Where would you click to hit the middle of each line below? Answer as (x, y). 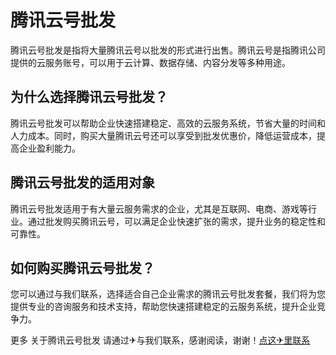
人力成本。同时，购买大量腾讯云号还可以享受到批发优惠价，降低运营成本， (163, 135)
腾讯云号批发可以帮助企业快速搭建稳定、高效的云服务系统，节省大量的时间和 (168, 123)
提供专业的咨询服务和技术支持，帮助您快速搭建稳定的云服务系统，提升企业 (163, 307)
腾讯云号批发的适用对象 (82, 182)
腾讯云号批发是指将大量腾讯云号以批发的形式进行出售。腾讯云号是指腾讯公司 (168, 50)
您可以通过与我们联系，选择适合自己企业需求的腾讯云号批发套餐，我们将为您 (168, 294)
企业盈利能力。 (49, 148)
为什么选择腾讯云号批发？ (89, 97)
